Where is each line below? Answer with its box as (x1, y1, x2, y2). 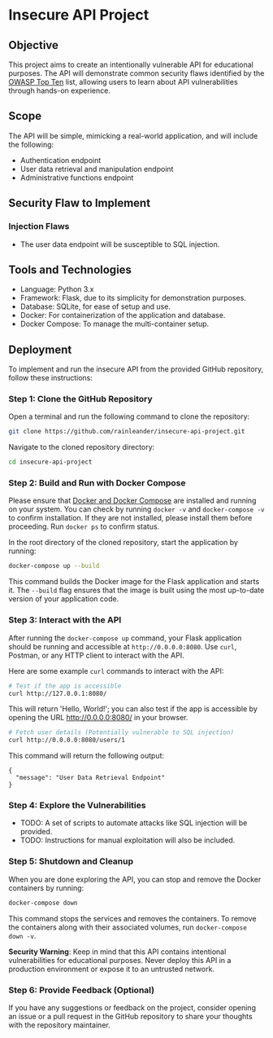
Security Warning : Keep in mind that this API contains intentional (8, 947, 227, 957)
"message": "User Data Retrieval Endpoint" (15, 774, 165, 782)
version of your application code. (8, 594, 119, 604)
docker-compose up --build (8, 562, 100, 570)
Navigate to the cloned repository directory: (8, 442, 155, 452)
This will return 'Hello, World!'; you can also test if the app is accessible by (8, 704, 258, 714)
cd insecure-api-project (8, 458, 93, 466)
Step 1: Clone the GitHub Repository (8, 394, 153, 405)
